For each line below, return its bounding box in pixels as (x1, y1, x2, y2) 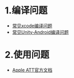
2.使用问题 (5, 49, 50, 61)
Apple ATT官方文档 (12, 67, 53, 73)
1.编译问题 (5, 5, 48, 16)
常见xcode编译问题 (12, 23, 53, 29)
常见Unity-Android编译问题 (12, 29, 69, 35)
